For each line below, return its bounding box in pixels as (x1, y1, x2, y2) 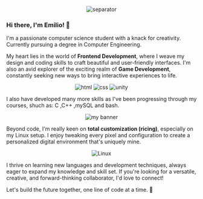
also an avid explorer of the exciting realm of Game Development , (6, 65, 171, 73)
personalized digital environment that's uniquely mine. (6, 138, 141, 145)
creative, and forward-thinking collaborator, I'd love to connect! (6, 174, 164, 181)
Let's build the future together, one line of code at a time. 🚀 (6, 186, 153, 194)
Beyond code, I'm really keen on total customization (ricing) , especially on (6, 125, 193, 132)
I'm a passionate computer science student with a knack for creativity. (6, 34, 181, 42)
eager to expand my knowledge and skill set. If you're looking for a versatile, (6, 168, 196, 175)
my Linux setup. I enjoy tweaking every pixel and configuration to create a (6, 132, 190, 139)
